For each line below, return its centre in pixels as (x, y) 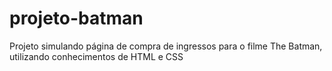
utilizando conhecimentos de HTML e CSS (96, 56)
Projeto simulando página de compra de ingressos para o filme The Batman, (166, 46)
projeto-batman (76, 18)
